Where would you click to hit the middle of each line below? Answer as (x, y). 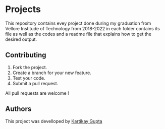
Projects (23, 9)
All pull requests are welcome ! (37, 93)
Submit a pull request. (35, 83)
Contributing (26, 55)
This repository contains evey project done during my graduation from (78, 23)
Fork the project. (30, 67)
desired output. (21, 39)
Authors (18, 109)
